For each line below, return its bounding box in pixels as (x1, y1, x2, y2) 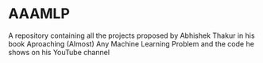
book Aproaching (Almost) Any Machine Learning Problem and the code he (8, 39, 254, 48)
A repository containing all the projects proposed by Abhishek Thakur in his (8, 31, 256, 40)
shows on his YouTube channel (8, 47, 110, 57)
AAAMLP (8, 5, 70, 23)
